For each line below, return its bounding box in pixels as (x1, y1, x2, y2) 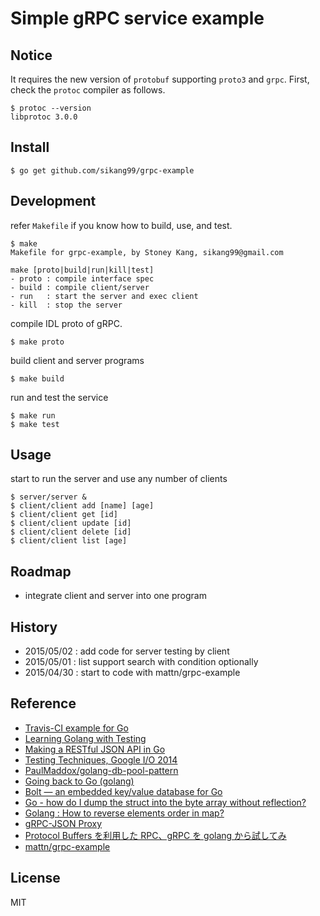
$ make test (10, 419, 60, 429)
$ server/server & (10, 492, 87, 502)
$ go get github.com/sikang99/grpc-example (10, 165, 195, 176)
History (10, 618, 58, 636)
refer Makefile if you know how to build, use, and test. (10, 219, 233, 231)
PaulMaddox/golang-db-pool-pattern (24, 764, 179, 776)
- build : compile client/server (10, 282, 150, 292)
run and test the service (10, 391, 109, 403)
